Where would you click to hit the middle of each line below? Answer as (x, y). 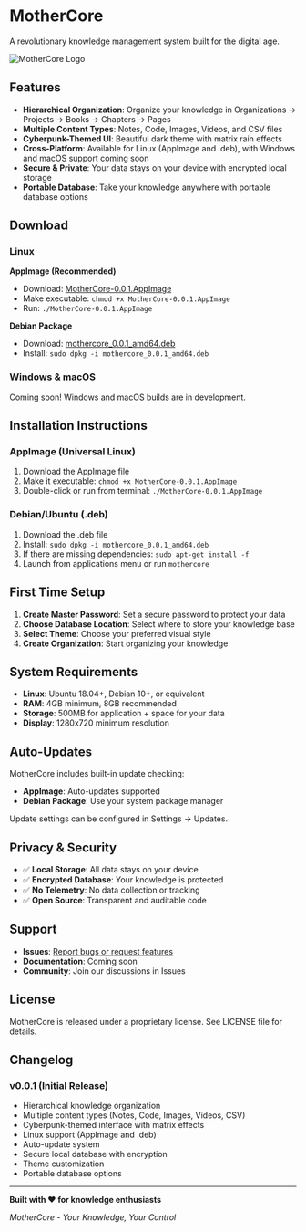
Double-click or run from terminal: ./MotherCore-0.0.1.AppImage (143, 491)
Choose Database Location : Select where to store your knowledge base (159, 624)
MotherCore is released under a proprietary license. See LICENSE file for (146, 1021)
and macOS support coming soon (86, 158)
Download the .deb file (65, 534)
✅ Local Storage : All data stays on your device (110, 869)
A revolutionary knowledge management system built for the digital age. (145, 41)
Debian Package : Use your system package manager (123, 801)
